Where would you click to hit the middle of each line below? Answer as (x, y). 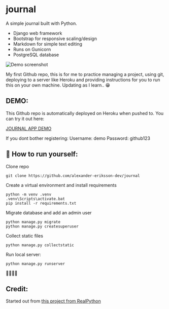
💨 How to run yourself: (42, 154)
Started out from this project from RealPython (53, 301)
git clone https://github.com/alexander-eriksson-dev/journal (73, 176)
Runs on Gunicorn (32, 49)
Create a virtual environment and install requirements (61, 185)
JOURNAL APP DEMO (29, 128)
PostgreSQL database (36, 55)
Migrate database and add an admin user (49, 213)
